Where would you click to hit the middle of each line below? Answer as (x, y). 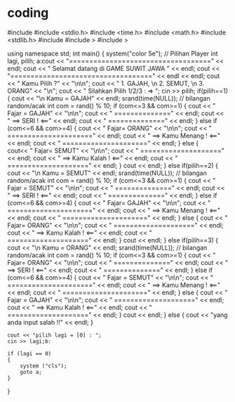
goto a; (31, 372)
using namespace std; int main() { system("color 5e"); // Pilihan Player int (113, 53)
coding (28, 13)
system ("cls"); (44, 366)
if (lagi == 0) (29, 354)
